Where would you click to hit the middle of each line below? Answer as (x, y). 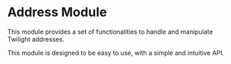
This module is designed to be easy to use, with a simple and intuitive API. (116, 53)
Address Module (57, 12)
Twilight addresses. (36, 39)
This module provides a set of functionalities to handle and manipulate (110, 32)
